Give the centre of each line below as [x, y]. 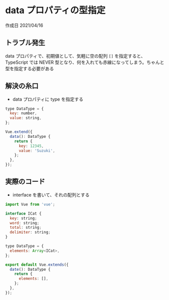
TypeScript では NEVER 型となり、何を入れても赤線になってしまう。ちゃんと [85, 62]
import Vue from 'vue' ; [30, 204]
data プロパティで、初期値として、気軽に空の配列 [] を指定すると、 [75, 56]
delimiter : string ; [30, 232]
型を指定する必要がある [30, 68]
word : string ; [24, 223]
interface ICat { [23, 213]
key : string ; [23, 218]
